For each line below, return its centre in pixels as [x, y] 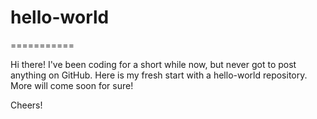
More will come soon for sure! [72, 85]
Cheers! [26, 105]
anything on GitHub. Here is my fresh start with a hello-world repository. [159, 75]
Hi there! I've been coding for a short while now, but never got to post [153, 64]
